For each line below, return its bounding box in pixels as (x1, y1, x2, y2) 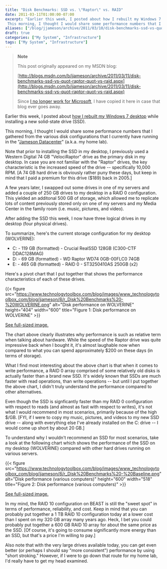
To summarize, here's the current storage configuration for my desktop (5, 230, 151, 236)
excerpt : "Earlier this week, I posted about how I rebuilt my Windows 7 (5, 16, 162, 21)
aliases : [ (5, 26, 28, 31)
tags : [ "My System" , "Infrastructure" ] (5, 40, 88, 45)
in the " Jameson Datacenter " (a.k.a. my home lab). (5, 139, 108, 144)
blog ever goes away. (17, 103, 62, 110)
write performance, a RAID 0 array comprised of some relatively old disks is (5, 367, 160, 374)
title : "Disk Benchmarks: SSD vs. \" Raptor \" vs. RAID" (5, 7, 123, 12)
